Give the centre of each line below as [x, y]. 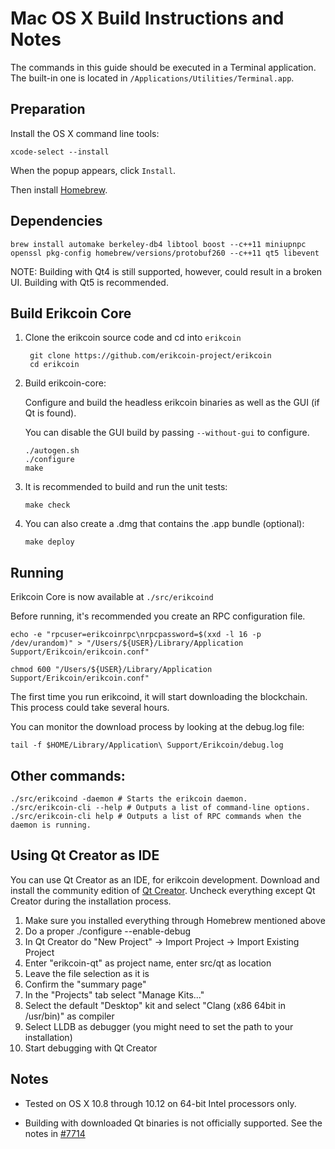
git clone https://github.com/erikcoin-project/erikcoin [150, 356]
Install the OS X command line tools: [85, 133]
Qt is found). [50, 413]
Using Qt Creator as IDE [85, 855]
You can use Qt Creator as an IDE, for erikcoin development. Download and [165, 879]
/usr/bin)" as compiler [69, 1016]
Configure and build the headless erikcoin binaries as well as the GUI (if [172, 403]
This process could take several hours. [90, 708]
